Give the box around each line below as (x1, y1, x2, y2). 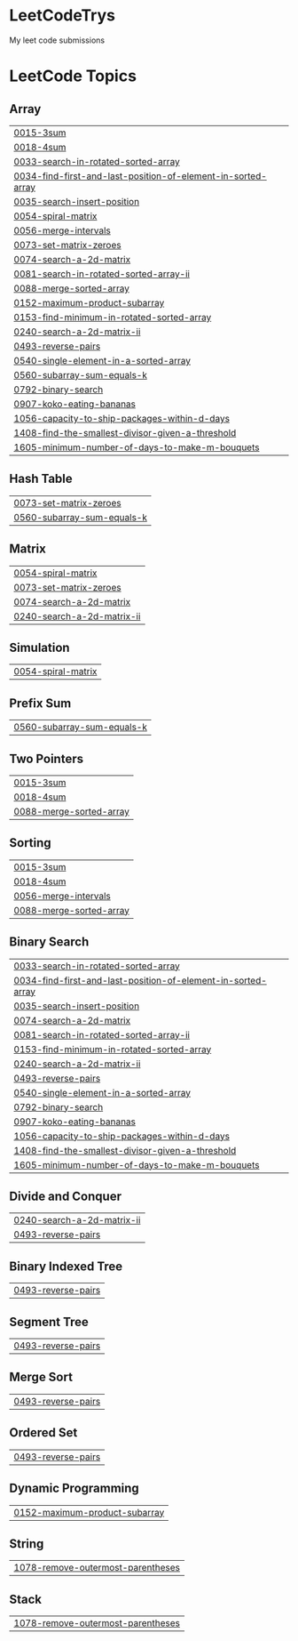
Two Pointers (9, 751, 84, 766)
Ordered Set (9, 1425, 78, 1441)
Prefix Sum (9, 696, 72, 711)
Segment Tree (9, 1314, 89, 1330)
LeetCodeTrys (9, 5, 115, 26)
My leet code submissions (9, 35, 105, 45)
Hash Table (9, 471, 73, 487)
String (9, 1536, 44, 1551)
